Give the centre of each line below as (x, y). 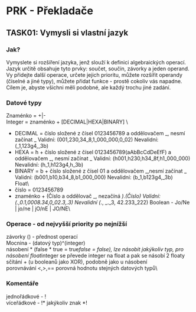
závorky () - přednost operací (42, 237)
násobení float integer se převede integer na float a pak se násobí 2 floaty (95, 256)
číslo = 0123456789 (39, 190)
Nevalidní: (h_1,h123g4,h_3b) (49, 165)
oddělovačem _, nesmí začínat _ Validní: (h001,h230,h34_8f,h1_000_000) (102, 158)
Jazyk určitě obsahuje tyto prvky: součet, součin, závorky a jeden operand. (98, 69)
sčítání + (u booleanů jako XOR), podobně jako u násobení (77, 262)
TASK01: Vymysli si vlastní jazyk (67, 33)
